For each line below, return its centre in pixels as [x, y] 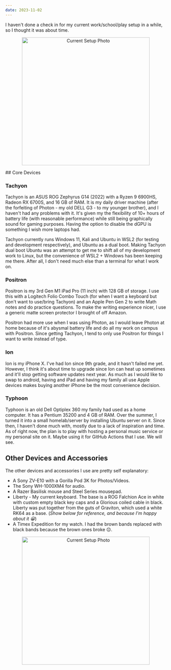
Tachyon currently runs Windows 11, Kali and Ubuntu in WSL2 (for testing [82, 239]
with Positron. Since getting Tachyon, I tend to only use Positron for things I [84, 334]
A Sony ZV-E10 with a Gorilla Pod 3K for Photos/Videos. [71, 480]
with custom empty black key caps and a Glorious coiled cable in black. [88, 502]
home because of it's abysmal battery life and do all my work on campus [82, 328]
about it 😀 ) [25, 518]
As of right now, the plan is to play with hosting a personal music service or [84, 431]
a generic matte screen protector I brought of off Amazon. [66, 313]
